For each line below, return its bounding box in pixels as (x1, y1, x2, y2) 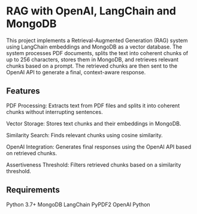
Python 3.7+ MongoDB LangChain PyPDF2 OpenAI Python (6, 201, 151, 208)
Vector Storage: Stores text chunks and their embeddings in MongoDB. (6, 120, 181, 127)
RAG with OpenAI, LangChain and (6, 4, 177, 18)
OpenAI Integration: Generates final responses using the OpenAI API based (6, 143, 192, 150)
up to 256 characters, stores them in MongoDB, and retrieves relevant (6, 56, 178, 63)
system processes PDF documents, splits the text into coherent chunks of (6, 49, 189, 56)
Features (6, 86, 40, 97)
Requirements (6, 185, 60, 195)
